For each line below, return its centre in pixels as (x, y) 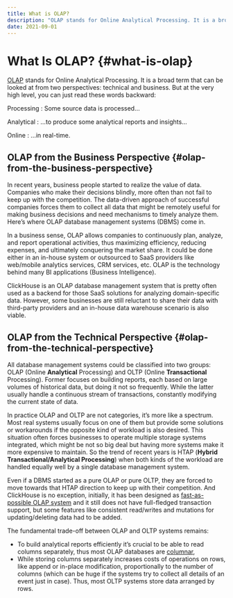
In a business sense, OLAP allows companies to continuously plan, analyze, (115, 235)
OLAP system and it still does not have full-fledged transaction (122, 502)
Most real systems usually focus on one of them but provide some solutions (115, 422)
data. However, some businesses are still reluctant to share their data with (113, 300)
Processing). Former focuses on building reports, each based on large (107, 379)
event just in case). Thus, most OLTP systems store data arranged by (116, 581)
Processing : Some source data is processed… (74, 108)
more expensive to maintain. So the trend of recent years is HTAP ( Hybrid (113, 452)
